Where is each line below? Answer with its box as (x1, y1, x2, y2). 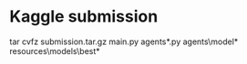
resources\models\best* (9, 45, 100, 56)
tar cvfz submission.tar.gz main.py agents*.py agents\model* (9, 36, 239, 47)
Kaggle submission (9, 6, 159, 27)
